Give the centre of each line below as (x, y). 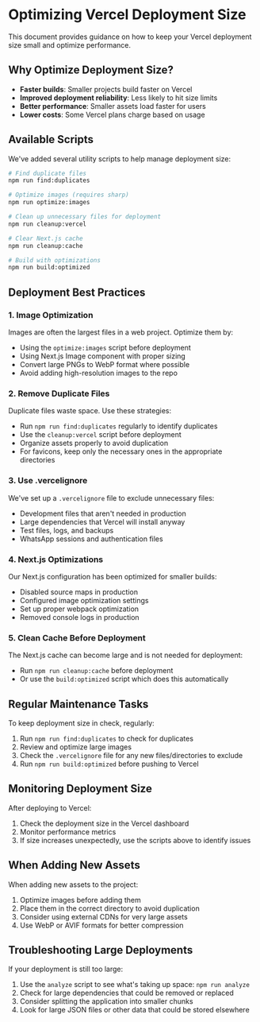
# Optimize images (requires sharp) (69, 195)
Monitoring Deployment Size (80, 789)
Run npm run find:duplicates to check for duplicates (107, 738)
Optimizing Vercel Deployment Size (127, 15)
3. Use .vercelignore (48, 481)
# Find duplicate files (48, 173)
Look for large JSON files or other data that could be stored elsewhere (134, 1010)
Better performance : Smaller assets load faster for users (113, 106)
